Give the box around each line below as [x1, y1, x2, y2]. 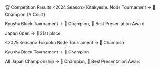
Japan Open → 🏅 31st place [5, 30, 60, 36]
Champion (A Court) [5, 12, 45, 17]
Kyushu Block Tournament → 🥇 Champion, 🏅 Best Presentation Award [5, 21, 145, 26]
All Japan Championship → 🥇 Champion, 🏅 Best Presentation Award [5, 58, 141, 64]
